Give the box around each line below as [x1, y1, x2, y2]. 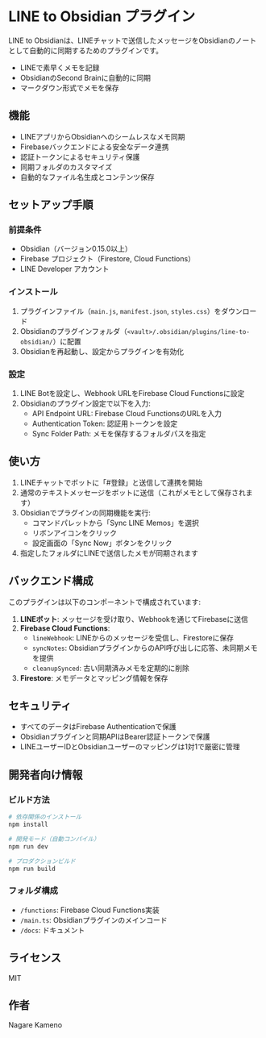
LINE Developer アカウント [19, 264, 110, 274]
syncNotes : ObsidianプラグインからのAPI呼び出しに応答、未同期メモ [31, 643, 258, 652]
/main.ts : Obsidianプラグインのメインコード [19, 915, 168, 924]
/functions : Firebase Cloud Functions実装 [19, 905, 160, 915]
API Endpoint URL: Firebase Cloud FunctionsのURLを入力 [31, 409, 222, 419]
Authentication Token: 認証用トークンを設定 [31, 419, 178, 428]
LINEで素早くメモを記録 [19, 62, 100, 73]
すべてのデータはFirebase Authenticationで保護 [19, 722, 177, 732]
